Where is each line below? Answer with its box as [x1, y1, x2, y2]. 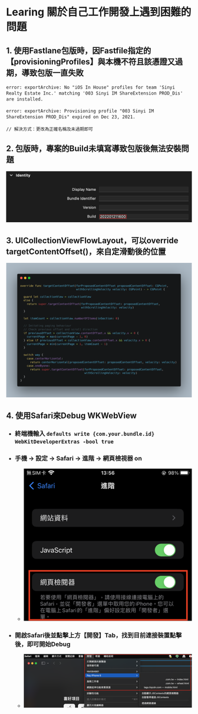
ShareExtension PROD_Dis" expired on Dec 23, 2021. [6, 114, 136, 120]
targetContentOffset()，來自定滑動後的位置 [6, 246, 166, 257]
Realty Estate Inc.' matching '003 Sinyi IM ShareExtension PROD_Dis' [6, 90, 183, 96]
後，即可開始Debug [14, 640, 71, 648]
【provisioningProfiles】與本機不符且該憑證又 [6, 57, 176, 67]
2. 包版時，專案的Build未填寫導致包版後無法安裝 [6, 144, 181, 154]
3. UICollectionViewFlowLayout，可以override [6, 235, 179, 245]
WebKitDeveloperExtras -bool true [14, 439, 114, 445]
